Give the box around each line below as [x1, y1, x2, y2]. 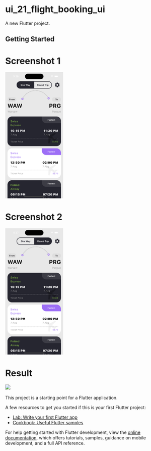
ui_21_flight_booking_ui [5, 4, 106, 15]
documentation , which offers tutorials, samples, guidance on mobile [5, 435, 146, 441]
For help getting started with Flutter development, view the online [5, 429, 141, 435]
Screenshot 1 [5, 55, 61, 67]
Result [5, 368, 33, 379]
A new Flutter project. [5, 20, 50, 26]
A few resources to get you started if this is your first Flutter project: [5, 405, 146, 411]
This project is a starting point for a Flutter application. [5, 395, 118, 401]
